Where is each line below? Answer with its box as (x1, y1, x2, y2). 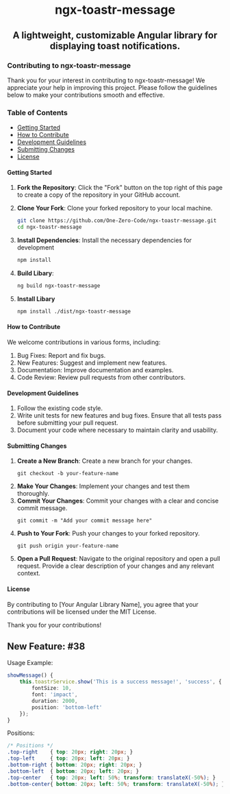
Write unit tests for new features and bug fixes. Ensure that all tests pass (16, 411, 222, 420)
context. (16, 569, 41, 577)
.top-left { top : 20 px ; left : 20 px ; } (7, 755, 130, 762)
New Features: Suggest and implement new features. (16, 359, 168, 367)
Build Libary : (16, 269, 54, 277)
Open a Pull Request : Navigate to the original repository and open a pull (16, 555, 220, 563)
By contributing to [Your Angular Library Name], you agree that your (7, 600, 199, 608)
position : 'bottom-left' (31, 703, 103, 711)
